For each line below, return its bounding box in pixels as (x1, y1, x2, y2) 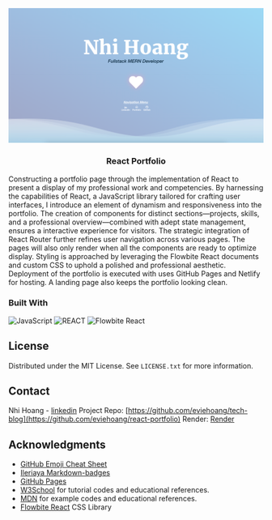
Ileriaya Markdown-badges (19, 468, 111, 478)
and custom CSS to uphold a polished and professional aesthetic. (8, 260, 227, 270)
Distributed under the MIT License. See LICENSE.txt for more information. (8, 360, 253, 370)
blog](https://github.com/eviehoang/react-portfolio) (8, 414, 181, 424)
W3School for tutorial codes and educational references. (19, 485, 210, 495)
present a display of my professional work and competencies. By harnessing (8, 182, 264, 192)
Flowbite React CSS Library (19, 502, 112, 512)
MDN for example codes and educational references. (19, 494, 198, 504)
